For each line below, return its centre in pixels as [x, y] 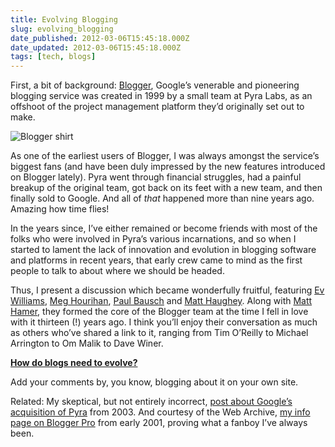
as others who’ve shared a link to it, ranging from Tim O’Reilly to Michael [159, 333]
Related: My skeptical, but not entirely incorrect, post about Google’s [151, 402]
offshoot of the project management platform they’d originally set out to [157, 107]
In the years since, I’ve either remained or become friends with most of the [164, 228]
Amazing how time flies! [60, 209]
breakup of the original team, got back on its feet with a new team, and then [166, 188]
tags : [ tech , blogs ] [53, 57]
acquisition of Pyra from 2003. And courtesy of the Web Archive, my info [160, 412]
